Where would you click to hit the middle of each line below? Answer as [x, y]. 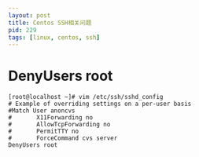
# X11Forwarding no [50, 118]
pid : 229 [22, 30]
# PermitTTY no [44, 131]
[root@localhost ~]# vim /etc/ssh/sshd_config [86, 97]
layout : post [29, 15]
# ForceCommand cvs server [63, 138]
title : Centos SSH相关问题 [50, 23]
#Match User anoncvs [42, 111]
